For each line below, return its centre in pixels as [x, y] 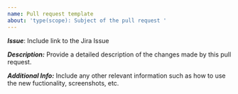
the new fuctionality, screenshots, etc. [63, 83]
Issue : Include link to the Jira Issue [58, 40]
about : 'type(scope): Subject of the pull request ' [87, 20]
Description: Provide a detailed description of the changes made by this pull [119, 54]
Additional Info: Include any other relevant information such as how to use [117, 76]
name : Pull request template [50, 14]
